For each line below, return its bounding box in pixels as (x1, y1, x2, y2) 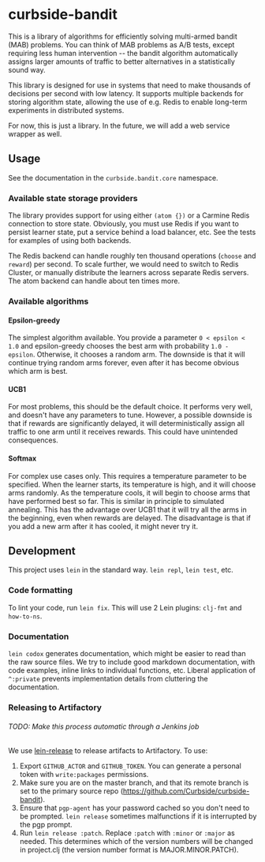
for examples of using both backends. (8, 236, 132, 245)
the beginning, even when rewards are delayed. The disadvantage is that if (8, 513, 251, 522)
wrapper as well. (8, 129, 62, 139)
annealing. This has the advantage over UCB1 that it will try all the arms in (8, 505, 247, 514)
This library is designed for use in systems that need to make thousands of (8, 80, 251, 90)
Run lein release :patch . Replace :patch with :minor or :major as (19, 828, 235, 838)
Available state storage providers (8, 192, 138, 203)
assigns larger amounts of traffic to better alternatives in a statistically (8, 57, 235, 66)
